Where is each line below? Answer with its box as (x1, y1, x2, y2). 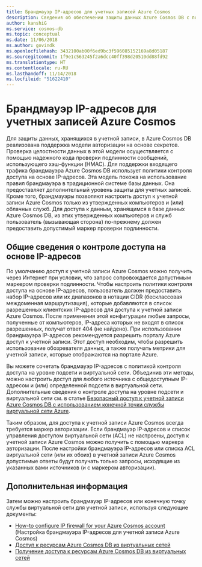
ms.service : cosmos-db (6, 25, 63, 32)
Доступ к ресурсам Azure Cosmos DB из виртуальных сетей (14, 541, 171, 548)
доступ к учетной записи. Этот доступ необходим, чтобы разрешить (6, 338, 183, 345)
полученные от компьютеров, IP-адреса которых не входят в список (6, 318, 184, 326)
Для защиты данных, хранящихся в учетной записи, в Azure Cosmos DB (6, 135, 191, 142)
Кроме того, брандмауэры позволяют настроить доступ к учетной (6, 192, 179, 200)
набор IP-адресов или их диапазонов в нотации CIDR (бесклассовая (6, 293, 183, 300)
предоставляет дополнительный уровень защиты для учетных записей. (6, 186, 191, 194)
